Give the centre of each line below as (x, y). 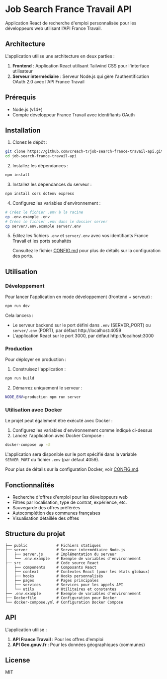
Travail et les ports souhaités (42, 241)
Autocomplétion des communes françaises (56, 513)
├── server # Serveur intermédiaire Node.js (65, 550)
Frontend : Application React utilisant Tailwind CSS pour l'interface (81, 65)
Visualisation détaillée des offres (46, 518)
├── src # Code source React (52, 563)
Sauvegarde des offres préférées (46, 507)
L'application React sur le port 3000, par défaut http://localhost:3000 (83, 336)
